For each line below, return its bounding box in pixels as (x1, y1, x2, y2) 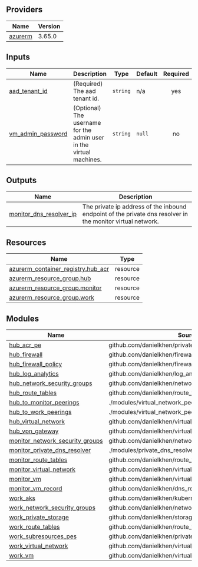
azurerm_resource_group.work (9, 294, 94, 302)
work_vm (9, 552, 34, 560)
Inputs (6, 52, 31, 62)
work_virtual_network (9, 542, 68, 550)
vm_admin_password (9, 130, 68, 138)
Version (38, 22, 61, 30)
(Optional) (73, 104, 101, 112)
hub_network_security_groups (9, 379, 93, 387)
